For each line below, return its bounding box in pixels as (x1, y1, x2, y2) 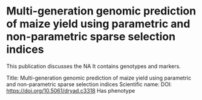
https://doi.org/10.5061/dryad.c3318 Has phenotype (6, 87, 135, 94)
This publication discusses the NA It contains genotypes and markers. (6, 62, 181, 70)
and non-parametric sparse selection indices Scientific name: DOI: (6, 80, 172, 88)
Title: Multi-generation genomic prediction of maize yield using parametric (6, 74, 192, 81)
